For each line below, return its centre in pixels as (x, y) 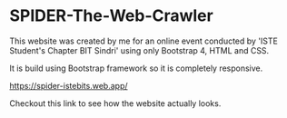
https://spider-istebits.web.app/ (69, 85)
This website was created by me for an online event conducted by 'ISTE (144, 41)
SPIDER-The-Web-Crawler (111, 16)
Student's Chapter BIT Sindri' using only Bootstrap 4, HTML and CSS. (139, 50)
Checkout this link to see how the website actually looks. (115, 103)
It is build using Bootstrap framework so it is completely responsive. (136, 68)
